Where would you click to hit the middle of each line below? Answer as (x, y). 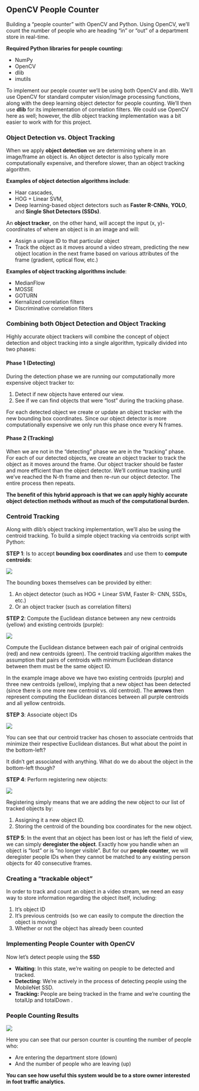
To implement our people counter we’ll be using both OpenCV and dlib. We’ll (99, 90)
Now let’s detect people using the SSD (53, 957)
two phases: (21, 349)
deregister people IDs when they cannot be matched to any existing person (98, 857)
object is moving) (36, 922)
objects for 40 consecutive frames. (49, 864)
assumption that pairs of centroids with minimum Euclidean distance (90, 660)
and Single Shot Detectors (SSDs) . (58, 211)
